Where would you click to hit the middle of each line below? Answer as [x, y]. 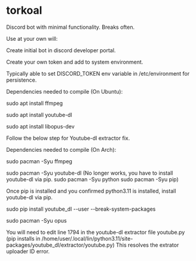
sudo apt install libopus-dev [40, 126]
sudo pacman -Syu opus [36, 220]
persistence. [22, 80]
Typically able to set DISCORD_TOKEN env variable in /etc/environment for [98, 73]
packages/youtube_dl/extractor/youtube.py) [60, 245]
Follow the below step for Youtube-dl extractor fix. [68, 138]
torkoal [24, 10]
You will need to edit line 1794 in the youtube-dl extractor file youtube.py [96, 232]
